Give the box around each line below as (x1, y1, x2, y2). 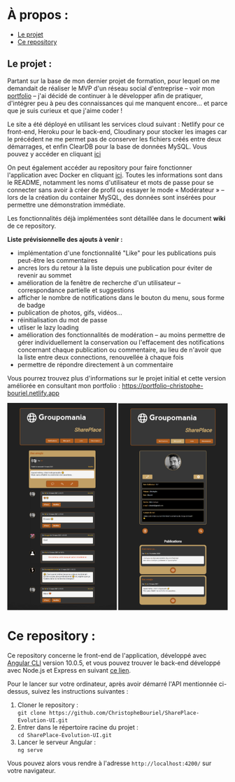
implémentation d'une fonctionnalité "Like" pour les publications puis (17, 249, 217, 257)
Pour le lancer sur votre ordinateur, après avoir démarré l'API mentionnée (7, 680, 218, 688)
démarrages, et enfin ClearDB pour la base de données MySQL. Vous (7, 142, 208, 151)
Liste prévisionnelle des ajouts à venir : (7, 235, 123, 243)
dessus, (7, 687, 30, 695)
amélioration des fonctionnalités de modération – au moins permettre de (17, 330, 226, 339)
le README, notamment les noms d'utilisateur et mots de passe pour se (7, 178, 214, 186)
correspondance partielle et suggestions (17, 286, 135, 294)
